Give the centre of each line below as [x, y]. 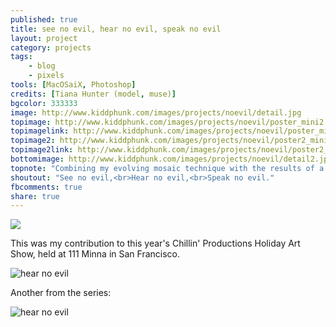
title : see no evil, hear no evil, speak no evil [116, 29]
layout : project [44, 38]
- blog [42, 66]
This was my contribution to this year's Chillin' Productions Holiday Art [155, 243]
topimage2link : [42, 150]
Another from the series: [61, 293]
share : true [35, 196]
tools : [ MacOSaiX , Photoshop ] [73, 85]
